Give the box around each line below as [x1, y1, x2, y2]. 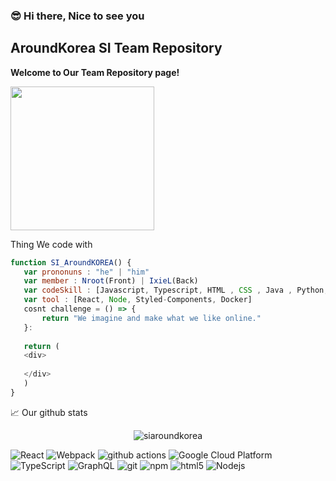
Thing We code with [10, 238, 93, 250]
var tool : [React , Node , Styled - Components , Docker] [23, 295, 253, 305]
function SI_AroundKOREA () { [10, 257, 132, 268]
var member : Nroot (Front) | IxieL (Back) [23, 276, 199, 286]
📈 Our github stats [10, 406, 88, 418]
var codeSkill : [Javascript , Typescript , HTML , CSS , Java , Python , [23, 285, 329, 296]
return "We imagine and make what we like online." [41, 313, 262, 323]
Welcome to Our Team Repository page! [10, 66, 180, 78]
